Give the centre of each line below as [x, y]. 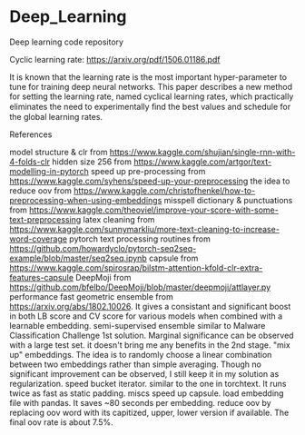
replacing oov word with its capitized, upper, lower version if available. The [149, 412]
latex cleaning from [119, 219]
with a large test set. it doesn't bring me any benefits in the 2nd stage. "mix [150, 345]
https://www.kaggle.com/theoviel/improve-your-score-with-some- [153, 210]
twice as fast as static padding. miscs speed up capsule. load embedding [147, 393]
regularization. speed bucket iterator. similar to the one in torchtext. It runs [148, 383]
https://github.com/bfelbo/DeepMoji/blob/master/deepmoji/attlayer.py [140, 287]
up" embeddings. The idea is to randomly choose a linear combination [141, 354]
